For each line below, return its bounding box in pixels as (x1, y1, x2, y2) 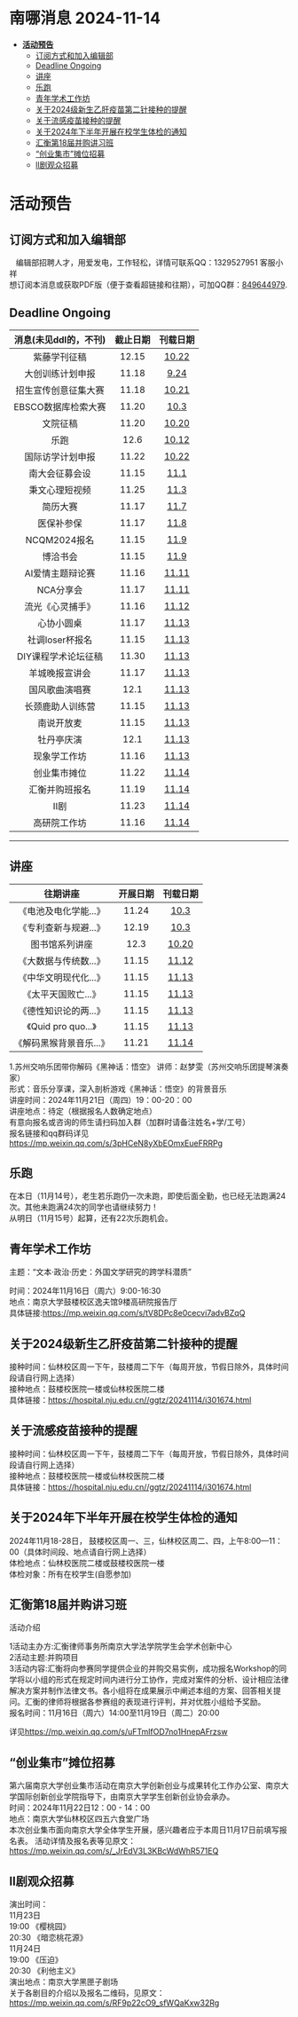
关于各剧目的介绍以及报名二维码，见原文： (9, 1988, 165, 1998)
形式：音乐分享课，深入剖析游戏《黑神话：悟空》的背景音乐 (9, 1083, 227, 1094)
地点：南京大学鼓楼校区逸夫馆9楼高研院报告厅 (9, 1296, 177, 1307)
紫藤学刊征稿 (33, 351, 87, 363)
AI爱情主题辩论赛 (24, 567, 96, 579)
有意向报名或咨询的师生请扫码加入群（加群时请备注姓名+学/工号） (9, 1116, 251, 1127)
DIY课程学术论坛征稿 (16, 650, 104, 662)
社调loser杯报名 (27, 634, 93, 646)
